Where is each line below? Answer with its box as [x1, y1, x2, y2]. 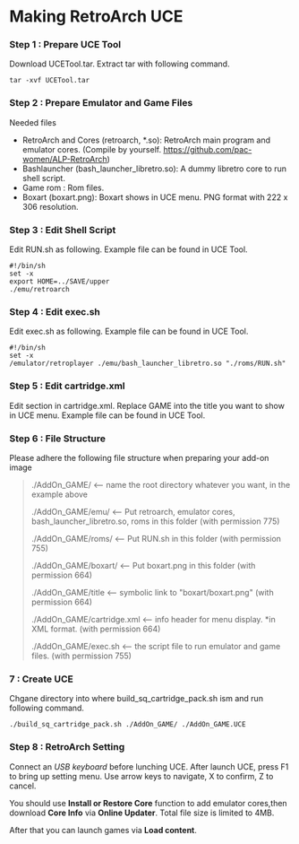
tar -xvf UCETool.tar [9, 76, 90, 85]
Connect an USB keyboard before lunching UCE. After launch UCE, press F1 [9, 761, 289, 772]
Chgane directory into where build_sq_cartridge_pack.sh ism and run [9, 693, 264, 704]
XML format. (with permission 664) [30, 623, 161, 634]
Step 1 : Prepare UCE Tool [9, 39, 122, 51]
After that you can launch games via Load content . [9, 824, 197, 835]
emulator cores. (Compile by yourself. [21, 144, 162, 154]
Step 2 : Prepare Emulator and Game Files [9, 97, 193, 109]
